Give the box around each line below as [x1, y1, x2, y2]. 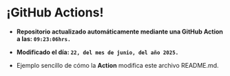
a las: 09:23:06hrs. [16, 34, 71, 42]
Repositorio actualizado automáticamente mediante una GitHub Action [16, 27, 223, 36]
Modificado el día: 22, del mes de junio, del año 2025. [16, 48, 179, 56]
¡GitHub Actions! [6, 5, 104, 21]
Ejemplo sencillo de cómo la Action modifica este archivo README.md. [16, 61, 219, 69]
